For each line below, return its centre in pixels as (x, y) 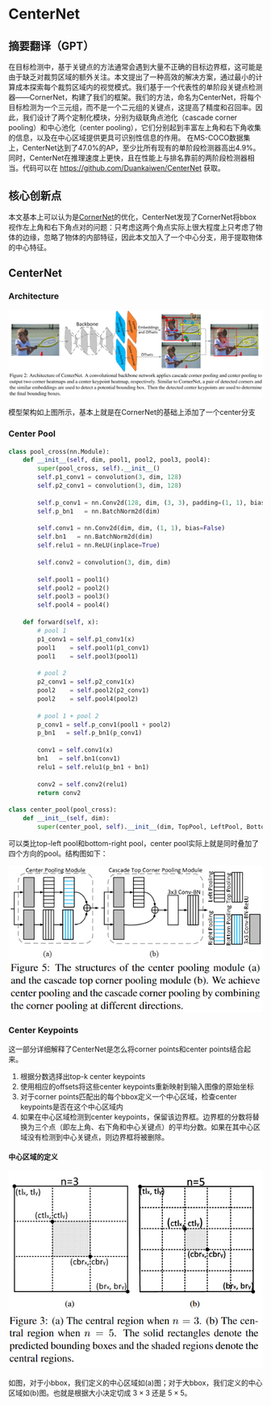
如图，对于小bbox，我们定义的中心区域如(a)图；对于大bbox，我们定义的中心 (135, 1383)
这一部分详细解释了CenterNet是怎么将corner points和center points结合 (126, 1049)
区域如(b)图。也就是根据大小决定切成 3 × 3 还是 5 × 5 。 (100, 1393)
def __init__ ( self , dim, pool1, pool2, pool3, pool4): (117, 460)
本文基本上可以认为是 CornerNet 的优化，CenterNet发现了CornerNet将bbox (132, 217)
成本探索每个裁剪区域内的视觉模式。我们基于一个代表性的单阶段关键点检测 (139, 87)
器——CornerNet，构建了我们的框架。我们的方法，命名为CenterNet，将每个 (135, 97)
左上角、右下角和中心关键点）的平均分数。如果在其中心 (162, 1127)
